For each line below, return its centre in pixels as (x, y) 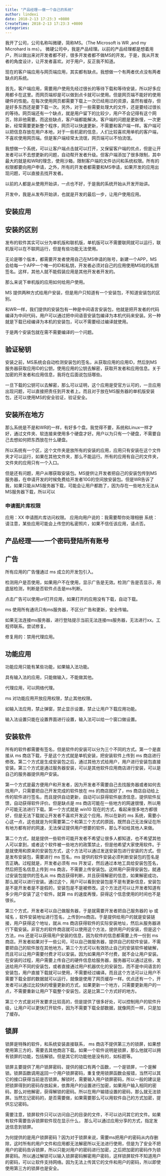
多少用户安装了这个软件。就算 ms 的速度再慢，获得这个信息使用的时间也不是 (83, 894)
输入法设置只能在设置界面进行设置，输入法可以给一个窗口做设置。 (72, 719)
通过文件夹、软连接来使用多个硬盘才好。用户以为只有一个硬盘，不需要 (85, 433)
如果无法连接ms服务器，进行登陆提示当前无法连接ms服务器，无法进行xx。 (81, 620)
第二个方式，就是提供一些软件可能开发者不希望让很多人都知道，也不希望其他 (83, 839)
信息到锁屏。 (22, 1127)
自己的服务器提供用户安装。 (33, 774)
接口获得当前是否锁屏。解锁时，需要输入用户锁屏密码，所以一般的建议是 (87, 1079)
